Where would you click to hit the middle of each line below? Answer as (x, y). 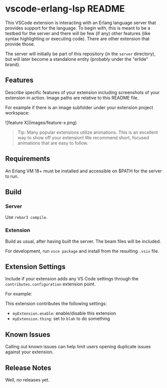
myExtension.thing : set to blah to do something (61, 319)
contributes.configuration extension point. (51, 284)
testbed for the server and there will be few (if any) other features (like (78, 33)
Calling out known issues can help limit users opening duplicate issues (78, 347)
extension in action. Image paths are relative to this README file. (72, 98)
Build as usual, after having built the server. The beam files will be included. (83, 241)
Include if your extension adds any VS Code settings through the (72, 279)
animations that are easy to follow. (53, 143)
